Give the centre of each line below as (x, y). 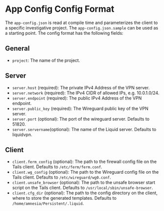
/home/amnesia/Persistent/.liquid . (48, 203)
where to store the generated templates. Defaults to (64, 198)
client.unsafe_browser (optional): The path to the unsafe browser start (84, 183)
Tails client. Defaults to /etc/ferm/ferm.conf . (57, 167)
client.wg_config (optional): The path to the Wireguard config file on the (85, 172)
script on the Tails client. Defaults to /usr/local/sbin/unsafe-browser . (82, 188)
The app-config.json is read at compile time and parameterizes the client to (82, 23)
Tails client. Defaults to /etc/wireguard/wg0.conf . (61, 177)
